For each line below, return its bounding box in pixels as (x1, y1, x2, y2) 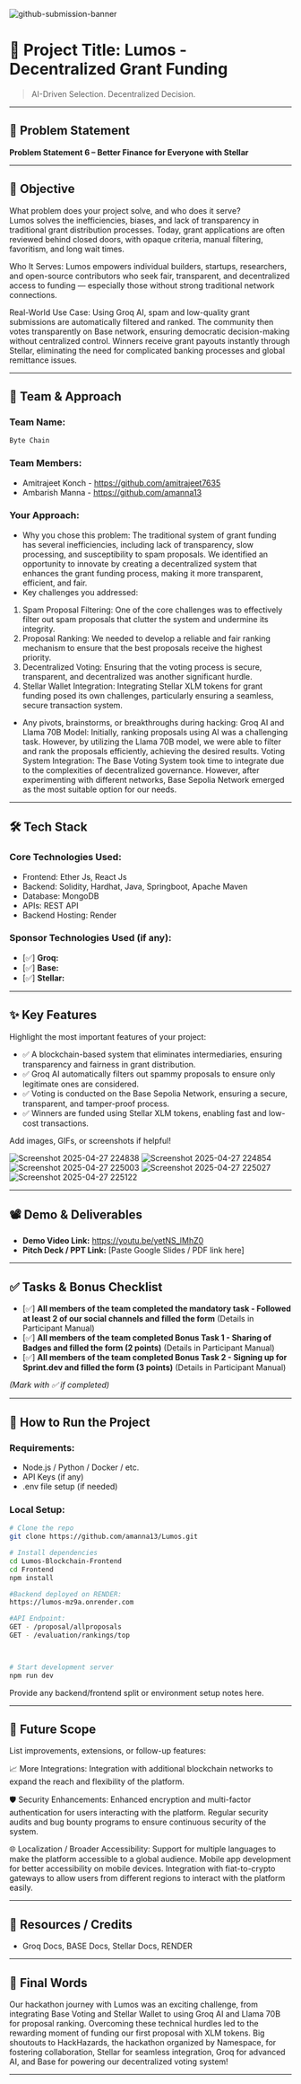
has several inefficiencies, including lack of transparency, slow (21, 539, 254, 550)
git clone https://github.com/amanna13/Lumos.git (9, 1532, 199, 1542)
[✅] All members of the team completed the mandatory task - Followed (21, 1303, 291, 1315)
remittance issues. (9, 355, 78, 365)
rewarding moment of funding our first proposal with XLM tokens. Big (9, 2027, 265, 2038)
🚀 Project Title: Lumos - (9, 40, 187, 60)
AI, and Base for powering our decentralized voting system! (9, 2056, 228, 2067)
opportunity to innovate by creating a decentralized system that (21, 558, 257, 569)
